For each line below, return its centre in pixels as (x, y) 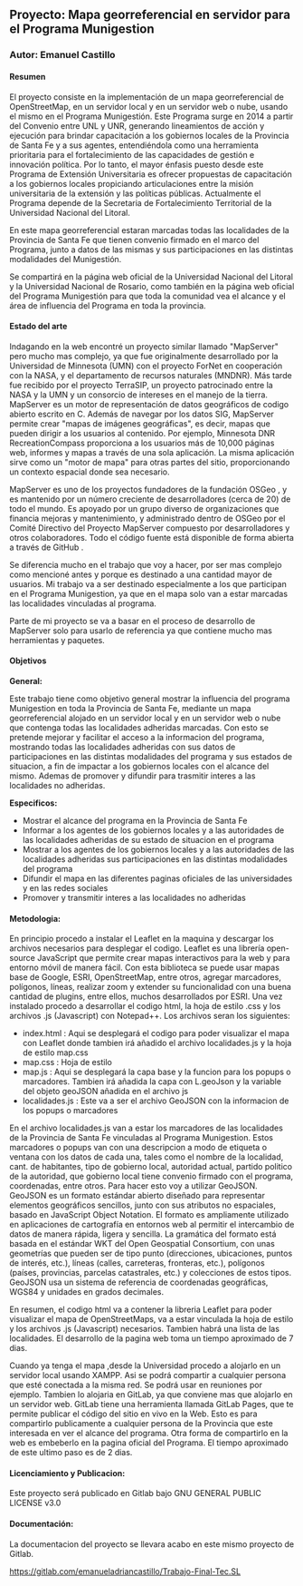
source (23, 958)
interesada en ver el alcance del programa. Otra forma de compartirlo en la (149, 1434)
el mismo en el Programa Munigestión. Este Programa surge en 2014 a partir (151, 116)
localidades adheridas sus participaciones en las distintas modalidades (155, 859)
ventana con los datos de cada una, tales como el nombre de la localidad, (147, 1157)
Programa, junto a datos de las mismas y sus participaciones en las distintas (151, 250)
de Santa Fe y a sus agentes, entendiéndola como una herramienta (134, 145)
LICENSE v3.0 (35, 1503)
